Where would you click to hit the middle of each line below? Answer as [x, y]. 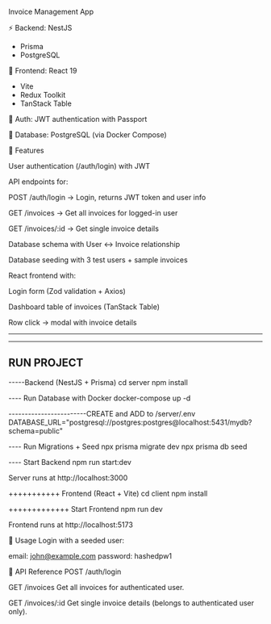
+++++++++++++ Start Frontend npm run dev [85, 509]
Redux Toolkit [43, 95]
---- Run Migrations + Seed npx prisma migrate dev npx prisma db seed [128, 446]
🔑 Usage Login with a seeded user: [67, 540]
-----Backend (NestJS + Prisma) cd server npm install [98, 382]
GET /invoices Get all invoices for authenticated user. [96, 587]
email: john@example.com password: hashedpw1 [90, 555]
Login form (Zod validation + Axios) [67, 291]
